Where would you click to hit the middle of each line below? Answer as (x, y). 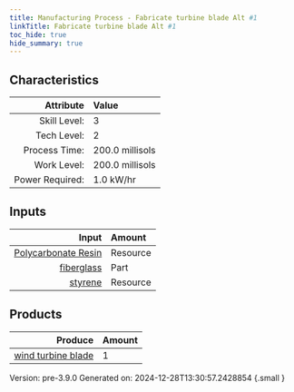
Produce (75, 339)
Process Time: (54, 151)
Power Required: (49, 180)
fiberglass (81, 267)
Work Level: (59, 165)
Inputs (28, 212)
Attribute (64, 105)
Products (36, 314)
